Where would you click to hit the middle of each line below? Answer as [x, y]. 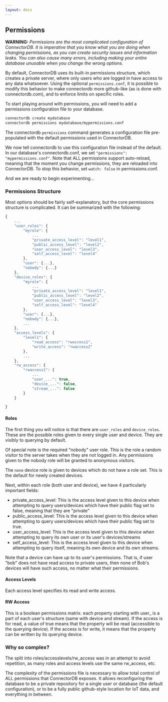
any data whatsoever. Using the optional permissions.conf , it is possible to [82, 83]
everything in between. [29, 695]
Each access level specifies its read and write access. [61, 591]
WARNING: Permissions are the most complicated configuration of [74, 42]
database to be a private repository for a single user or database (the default [84, 684]
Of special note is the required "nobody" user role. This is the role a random [83, 450]
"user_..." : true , [51, 379]
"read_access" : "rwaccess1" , [62, 342]
